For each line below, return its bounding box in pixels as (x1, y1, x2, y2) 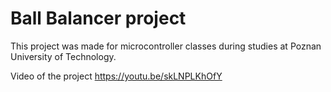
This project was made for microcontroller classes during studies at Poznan (10, 40, 322, 52)
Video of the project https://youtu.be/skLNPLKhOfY (10, 70, 223, 82)
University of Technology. (10, 50, 117, 62)
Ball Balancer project (10, 7, 187, 30)
